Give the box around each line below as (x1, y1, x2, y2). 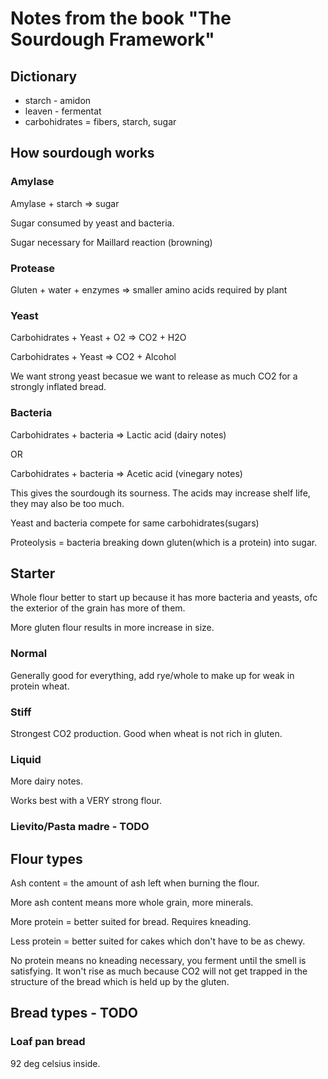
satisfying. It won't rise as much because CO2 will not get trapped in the (10, 965, 308, 977)
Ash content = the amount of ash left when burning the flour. (10, 877, 260, 889)
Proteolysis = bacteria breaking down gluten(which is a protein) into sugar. (10, 536, 318, 548)
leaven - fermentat (24, 105, 102, 117)
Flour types (10, 850, 83, 867)
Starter (10, 565, 56, 582)
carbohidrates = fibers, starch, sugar (24, 116, 177, 127)
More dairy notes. (10, 775, 83, 787)
